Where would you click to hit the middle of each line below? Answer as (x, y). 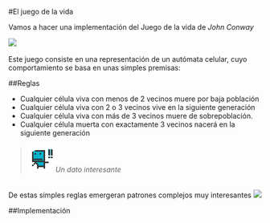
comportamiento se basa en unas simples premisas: (94, 68)
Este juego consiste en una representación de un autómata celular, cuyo (128, 59)
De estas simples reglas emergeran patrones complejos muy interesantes (130, 195)
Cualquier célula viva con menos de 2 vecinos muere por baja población (139, 99)
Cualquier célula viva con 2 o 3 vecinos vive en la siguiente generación (137, 107)
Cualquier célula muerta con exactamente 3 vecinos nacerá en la (127, 124)
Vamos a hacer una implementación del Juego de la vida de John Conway (131, 27)
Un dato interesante (88, 169)
